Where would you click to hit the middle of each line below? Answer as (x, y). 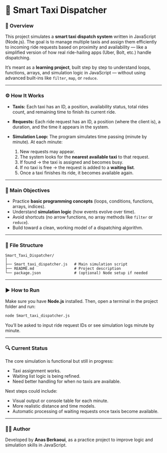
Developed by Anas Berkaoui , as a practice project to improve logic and (79, 440)
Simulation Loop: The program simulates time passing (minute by (80, 136)
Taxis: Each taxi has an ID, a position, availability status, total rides (80, 106)
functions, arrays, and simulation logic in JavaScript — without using (75, 73)
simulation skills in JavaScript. (36, 445)
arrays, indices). (29, 207)
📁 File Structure (24, 245)
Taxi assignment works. (37, 371)
